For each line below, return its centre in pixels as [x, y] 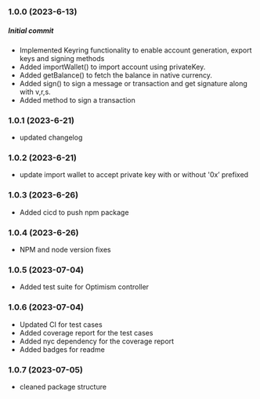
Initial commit [31, 31]
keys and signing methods [62, 58]
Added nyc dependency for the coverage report [97, 341]
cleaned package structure [63, 386]
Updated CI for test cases [61, 325]
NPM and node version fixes [65, 250]
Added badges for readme [62, 349]
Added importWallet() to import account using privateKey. [112, 67]
